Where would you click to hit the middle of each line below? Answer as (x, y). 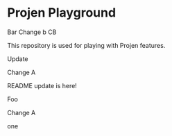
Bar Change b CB (32, 32)
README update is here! (42, 85)
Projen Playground (62, 13)
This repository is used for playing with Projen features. (86, 45)
